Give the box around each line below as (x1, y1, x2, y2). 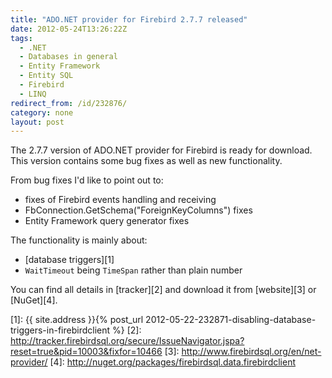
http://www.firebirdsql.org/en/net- (181, 346, 322, 358)
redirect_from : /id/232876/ (10, 98, 128, 108)
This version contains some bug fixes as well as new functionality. (10, 155, 283, 167)
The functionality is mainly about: (10, 234, 148, 246)
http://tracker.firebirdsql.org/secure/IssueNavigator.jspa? (10, 335, 245, 347)
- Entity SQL (19, 71, 74, 81)
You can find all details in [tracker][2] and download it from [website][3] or (10, 284, 317, 296)
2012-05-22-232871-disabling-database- (145, 314, 317, 326)
